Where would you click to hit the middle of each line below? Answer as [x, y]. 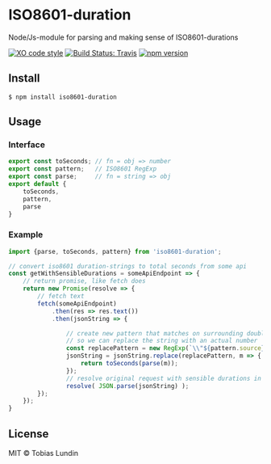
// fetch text [61, 297]
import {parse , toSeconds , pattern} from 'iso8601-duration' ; [115, 251]
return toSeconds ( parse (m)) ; [129, 364]
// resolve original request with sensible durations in [164, 378]
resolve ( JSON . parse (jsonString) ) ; [127, 386]
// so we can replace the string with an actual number [162, 341]
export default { [38, 184]
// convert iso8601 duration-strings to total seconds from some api [128, 266]
